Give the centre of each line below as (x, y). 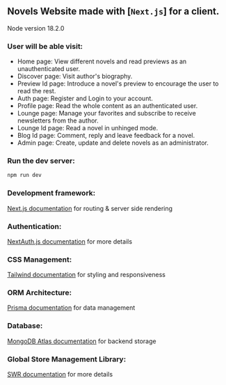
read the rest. (37, 91)
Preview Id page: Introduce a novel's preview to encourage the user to (118, 84)
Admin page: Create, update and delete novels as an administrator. (113, 143)
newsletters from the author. (58, 120)
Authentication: (34, 226)
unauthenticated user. (49, 69)
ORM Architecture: (40, 293)
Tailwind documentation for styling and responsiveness (86, 275)
